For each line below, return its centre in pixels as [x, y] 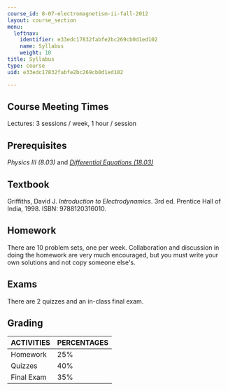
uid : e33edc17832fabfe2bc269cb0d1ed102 [65, 72]
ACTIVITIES [31, 343]
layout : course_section [42, 20]
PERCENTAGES [83, 343]
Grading [25, 323]
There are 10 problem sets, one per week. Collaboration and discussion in [113, 247]
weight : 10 [36, 53]
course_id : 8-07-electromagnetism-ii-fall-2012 [78, 14]
